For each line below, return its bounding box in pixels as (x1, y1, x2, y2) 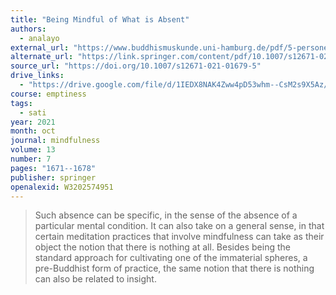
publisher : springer (10, 172, 97, 183)
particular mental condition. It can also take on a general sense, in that (34, 220, 325, 232)
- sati (19, 107, 47, 118)
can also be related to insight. (34, 273, 157, 285)
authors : (10, 24, 47, 34)
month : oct (10, 126, 56, 136)
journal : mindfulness (10, 136, 101, 146)
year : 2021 (10, 117, 56, 127)
